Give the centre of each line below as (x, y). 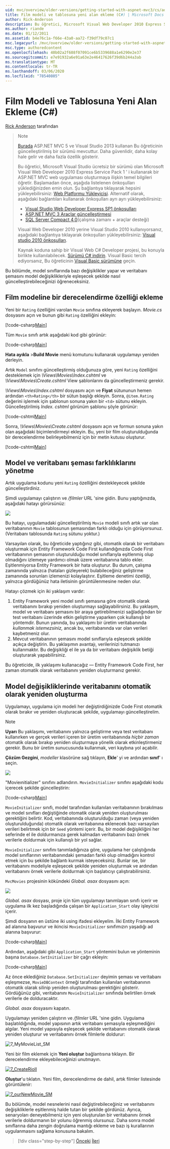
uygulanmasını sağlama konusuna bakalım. (50, 1131)
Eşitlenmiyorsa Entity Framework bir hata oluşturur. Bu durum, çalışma (78, 565)
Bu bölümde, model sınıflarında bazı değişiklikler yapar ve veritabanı (76, 270)
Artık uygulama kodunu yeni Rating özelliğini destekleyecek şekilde (75, 483)
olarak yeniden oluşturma (46, 694)
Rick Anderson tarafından (32, 126)
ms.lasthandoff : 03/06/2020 (35, 72)
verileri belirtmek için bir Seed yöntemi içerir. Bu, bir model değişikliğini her (82, 829)
